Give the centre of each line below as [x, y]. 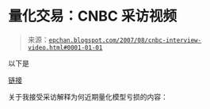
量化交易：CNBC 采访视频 [92, 16]
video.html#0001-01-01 [65, 47]
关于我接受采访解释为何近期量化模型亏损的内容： [88, 96]
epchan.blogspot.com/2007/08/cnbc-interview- [125, 40]
